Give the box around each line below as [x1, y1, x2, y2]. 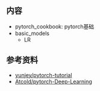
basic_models [14, 30, 50, 37]
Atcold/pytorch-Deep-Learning [14, 78, 92, 85]
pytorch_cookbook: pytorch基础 [14, 23, 95, 30]
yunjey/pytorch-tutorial [14, 71, 72, 78]
